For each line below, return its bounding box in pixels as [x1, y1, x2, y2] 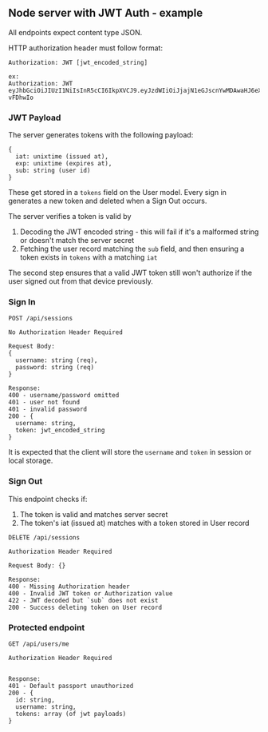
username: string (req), [15, 356, 98, 364]
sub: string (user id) [15, 167, 91, 175]
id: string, [15, 696, 56, 704]
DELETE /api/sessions [8, 533, 81, 542]
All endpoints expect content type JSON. [8, 27, 143, 37]
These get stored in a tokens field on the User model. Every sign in [8, 188, 227, 197]
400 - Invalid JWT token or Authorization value [8, 589, 173, 598]
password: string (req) [15, 364, 94, 372]
